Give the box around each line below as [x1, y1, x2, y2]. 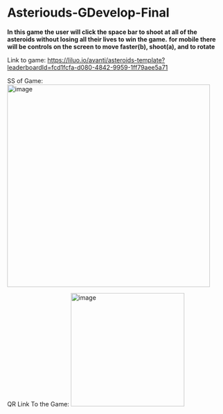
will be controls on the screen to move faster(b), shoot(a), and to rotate [7, 42, 215, 51]
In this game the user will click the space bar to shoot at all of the [7, 28, 197, 36]
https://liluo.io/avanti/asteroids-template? [47, 55, 166, 64]
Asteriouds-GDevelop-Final [7, 5, 170, 21]
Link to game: [7, 55, 46, 64]
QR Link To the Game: [7, 399, 69, 408]
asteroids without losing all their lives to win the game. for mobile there [7, 35, 216, 43]
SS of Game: [7, 76, 44, 84]
